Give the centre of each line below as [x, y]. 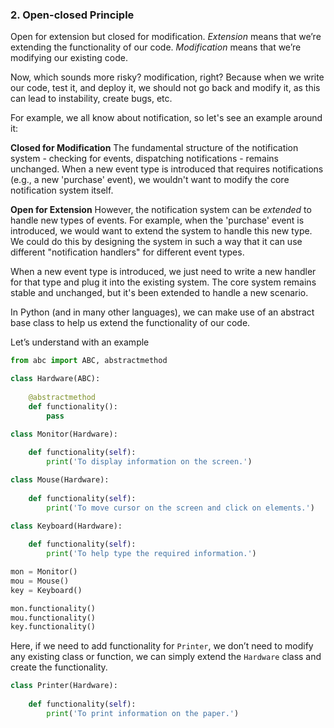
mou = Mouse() [40, 581]
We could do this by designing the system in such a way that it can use [156, 242]
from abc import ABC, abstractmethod [89, 361]
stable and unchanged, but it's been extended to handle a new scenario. [159, 293]
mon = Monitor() [44, 572]
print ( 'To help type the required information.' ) [151, 554]
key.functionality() [53, 627]
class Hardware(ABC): [55, 379]
